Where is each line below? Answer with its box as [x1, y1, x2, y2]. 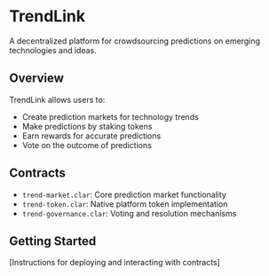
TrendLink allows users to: [9, 94, 106, 105]
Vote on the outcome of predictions [21, 139, 153, 150]
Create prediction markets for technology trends [21, 111, 200, 122]
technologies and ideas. [9, 44, 97, 55]
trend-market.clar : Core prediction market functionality [21, 189, 226, 200]
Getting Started [9, 233, 97, 248]
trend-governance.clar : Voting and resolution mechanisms [21, 208, 237, 218]
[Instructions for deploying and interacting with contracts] [9, 257, 220, 268]
